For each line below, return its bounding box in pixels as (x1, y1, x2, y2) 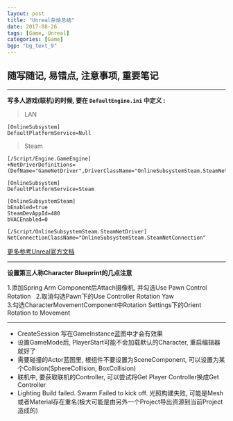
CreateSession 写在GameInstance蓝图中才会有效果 (17, 329, 163, 338)
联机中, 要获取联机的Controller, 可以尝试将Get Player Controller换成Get (17, 372, 220, 381)
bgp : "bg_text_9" (7, 42, 58, 49)
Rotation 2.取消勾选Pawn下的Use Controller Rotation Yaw (7, 292, 175, 300)
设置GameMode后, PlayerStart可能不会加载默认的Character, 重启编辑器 (17, 338, 221, 346)
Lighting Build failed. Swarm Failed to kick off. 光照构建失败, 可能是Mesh (17, 388, 224, 397)
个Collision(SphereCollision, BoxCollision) (17, 364, 137, 372)
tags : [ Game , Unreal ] (7, 29, 70, 37)
